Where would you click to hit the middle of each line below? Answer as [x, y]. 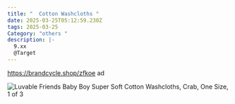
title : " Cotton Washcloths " [53, 14]
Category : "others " [38, 33]
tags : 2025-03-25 [33, 27]
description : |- [31, 40]
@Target [25, 53]
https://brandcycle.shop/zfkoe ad [56, 73]
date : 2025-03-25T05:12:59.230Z [55, 20]
